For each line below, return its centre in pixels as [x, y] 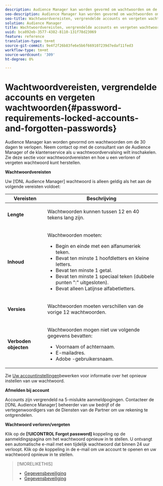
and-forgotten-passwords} [61, 129]
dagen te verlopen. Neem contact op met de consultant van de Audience [78, 147]
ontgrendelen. [19, 415]
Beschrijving [101, 198]
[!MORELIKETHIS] [35, 464]
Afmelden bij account [27, 390]
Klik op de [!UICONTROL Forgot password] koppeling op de [65, 434]
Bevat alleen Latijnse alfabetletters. [96, 289]
